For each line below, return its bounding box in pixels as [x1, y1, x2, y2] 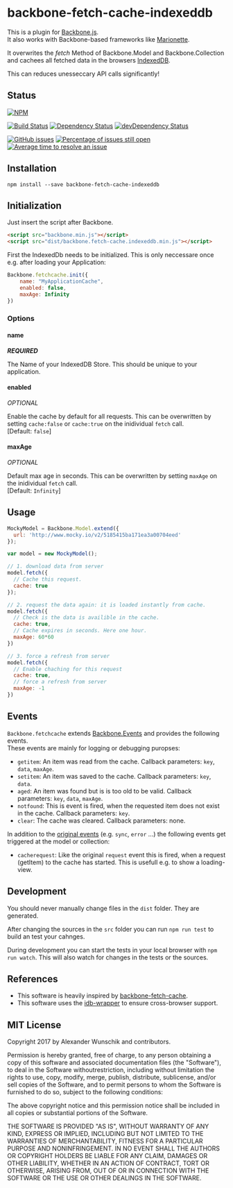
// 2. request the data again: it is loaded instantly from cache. [7, 601, 207, 609]
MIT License [7, 1019, 62, 1031]
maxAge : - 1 [13, 685, 45, 692]
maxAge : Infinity [19, 290, 70, 298]
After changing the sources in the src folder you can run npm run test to [7, 925, 214, 933]
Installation [7, 163, 57, 174]
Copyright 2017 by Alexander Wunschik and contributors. [7, 1037, 171, 1046]
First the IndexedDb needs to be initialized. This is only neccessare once [7, 251, 214, 259]
